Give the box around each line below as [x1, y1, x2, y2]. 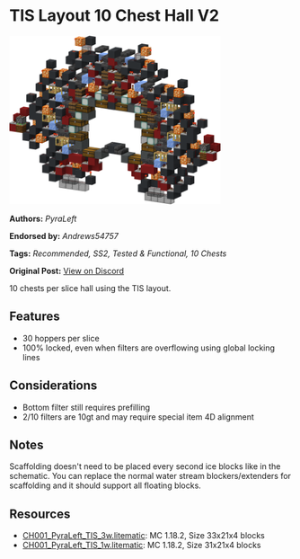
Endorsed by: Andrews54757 [9, 230, 119, 241]
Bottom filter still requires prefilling [22, 402, 151, 413]
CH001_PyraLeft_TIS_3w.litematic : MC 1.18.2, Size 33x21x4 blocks [22, 530, 265, 541]
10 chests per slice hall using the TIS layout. [9, 282, 172, 293]
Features [9, 309, 60, 324]
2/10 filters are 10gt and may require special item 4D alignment [22, 411, 254, 422]
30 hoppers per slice [22, 333, 101, 343]
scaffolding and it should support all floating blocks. [9, 480, 202, 491]
